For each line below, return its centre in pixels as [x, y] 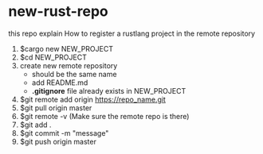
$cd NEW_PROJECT [53, 57]
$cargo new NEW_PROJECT [67, 48]
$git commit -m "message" [64, 133]
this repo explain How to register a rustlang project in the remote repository [132, 33]
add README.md [60, 83]
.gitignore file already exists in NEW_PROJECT [109, 90]
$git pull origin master [56, 108]
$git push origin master [58, 141]
